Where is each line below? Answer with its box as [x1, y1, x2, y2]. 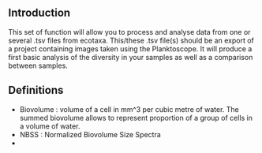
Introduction [8, 6, 71, 20]
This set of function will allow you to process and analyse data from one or [8, 27, 251, 36]
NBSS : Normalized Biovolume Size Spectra [19, 129, 162, 139]
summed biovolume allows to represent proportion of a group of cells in [19, 113, 253, 122]
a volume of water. [19, 121, 80, 131]
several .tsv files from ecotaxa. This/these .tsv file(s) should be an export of [8, 35, 254, 45]
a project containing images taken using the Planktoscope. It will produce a [8, 43, 253, 54]
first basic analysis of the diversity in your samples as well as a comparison [8, 52, 253, 62]
